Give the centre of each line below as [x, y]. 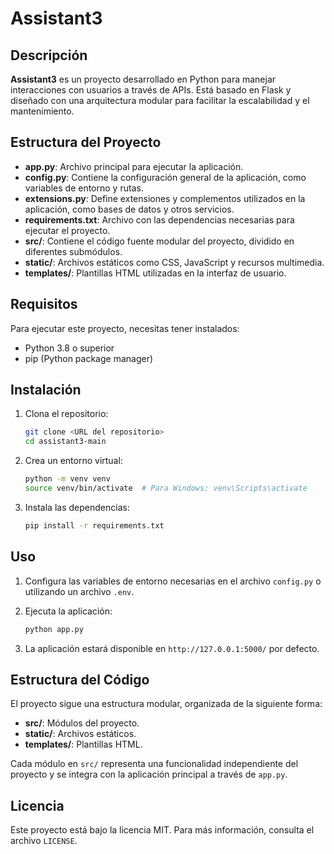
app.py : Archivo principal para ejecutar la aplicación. [134, 166]
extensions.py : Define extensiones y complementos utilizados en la [165, 198]
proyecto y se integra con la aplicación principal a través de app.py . [149, 774]
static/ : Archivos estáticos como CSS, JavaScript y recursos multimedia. [174, 262]
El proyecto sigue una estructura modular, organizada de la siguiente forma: [166, 704]
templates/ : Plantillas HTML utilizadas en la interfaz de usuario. [155, 273]
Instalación [46, 390]
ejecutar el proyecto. [67, 230]
